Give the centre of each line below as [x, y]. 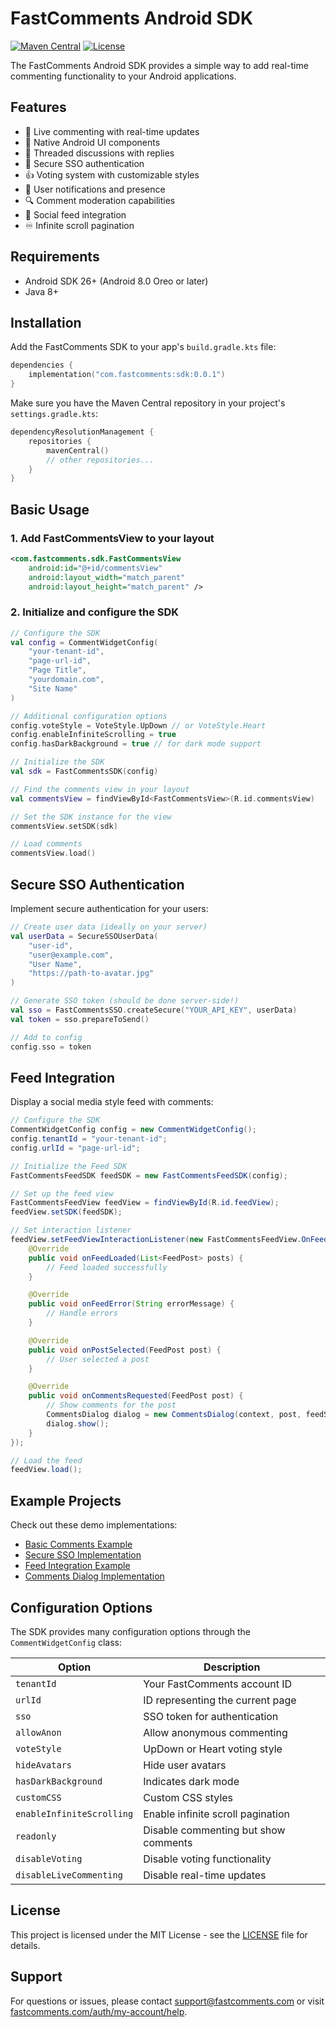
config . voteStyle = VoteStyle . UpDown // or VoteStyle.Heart [138, 725]
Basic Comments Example [78, 1544]
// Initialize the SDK [57, 762]
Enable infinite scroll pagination [216, 1814]
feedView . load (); [46, 1470]
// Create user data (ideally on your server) [109, 927]
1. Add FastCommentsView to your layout [112, 538]
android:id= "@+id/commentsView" [95, 568]
